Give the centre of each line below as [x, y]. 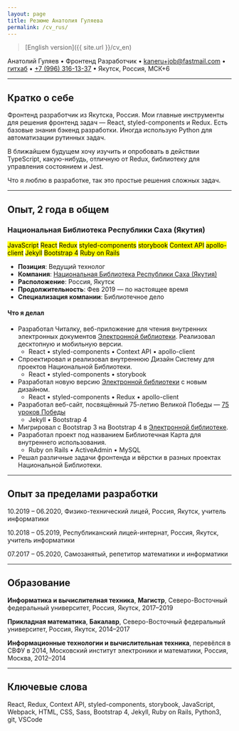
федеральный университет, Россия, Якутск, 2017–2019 [90, 608]
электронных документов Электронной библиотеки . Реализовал [116, 337]
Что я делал [26, 313]
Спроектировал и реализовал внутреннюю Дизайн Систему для [116, 359]
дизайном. [34, 389]
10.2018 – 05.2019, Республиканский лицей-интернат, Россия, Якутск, [113, 532]
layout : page [27, 14]
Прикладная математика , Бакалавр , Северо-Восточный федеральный [116, 621]
